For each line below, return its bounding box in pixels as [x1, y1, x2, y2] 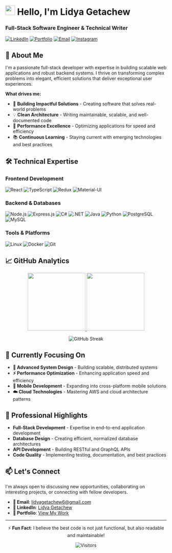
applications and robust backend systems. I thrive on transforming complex [5, 70, 165, 76]
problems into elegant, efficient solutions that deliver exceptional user [5, 75, 153, 82]
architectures [12, 441, 41, 447]
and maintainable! [67, 532, 105, 538]
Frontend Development [5, 175, 64, 182]
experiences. [5, 81, 33, 87]
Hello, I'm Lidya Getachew [17, 6, 131, 18]
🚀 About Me [5, 51, 44, 60]
